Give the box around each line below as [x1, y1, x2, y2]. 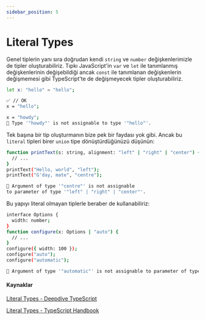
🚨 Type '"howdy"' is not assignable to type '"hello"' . [6, 120, 151, 126]
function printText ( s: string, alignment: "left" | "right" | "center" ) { [6, 149, 201, 156]
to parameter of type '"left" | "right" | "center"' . [6, 189, 146, 195]
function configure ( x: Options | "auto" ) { [6, 228, 119, 235]
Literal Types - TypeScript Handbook [6, 307, 99, 315]
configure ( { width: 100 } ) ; [6, 245, 78, 252]
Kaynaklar [6, 282, 33, 289]
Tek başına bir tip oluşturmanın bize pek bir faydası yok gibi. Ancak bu [6, 131, 182, 138]
